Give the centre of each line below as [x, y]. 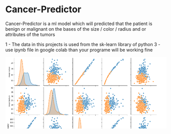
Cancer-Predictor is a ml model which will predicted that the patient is [79, 24]
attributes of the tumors [30, 34]
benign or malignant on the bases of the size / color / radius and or [76, 29]
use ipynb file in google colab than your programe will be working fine [79, 50]
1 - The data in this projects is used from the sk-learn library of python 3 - [83, 44]
